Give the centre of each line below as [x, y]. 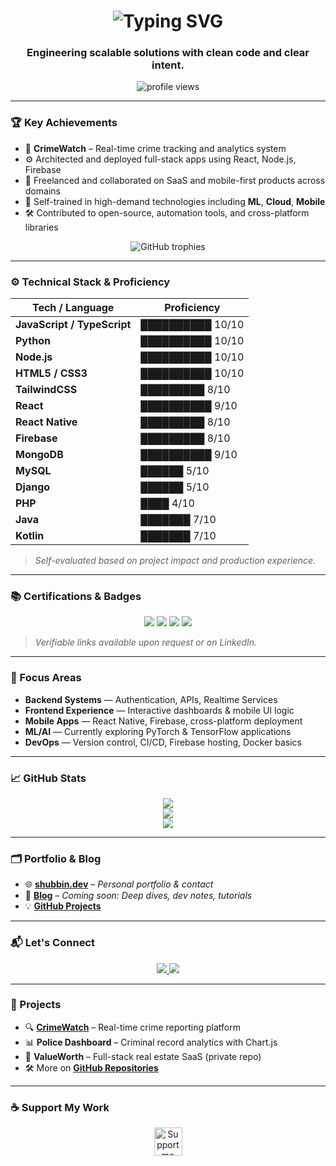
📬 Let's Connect [52, 943]
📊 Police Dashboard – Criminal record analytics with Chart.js [151, 1042]
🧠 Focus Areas [46, 678]
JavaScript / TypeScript [73, 325]
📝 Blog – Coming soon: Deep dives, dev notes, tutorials [138, 896]
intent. [168, 65]
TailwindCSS [46, 390]
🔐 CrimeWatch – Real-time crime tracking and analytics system [155, 148]
